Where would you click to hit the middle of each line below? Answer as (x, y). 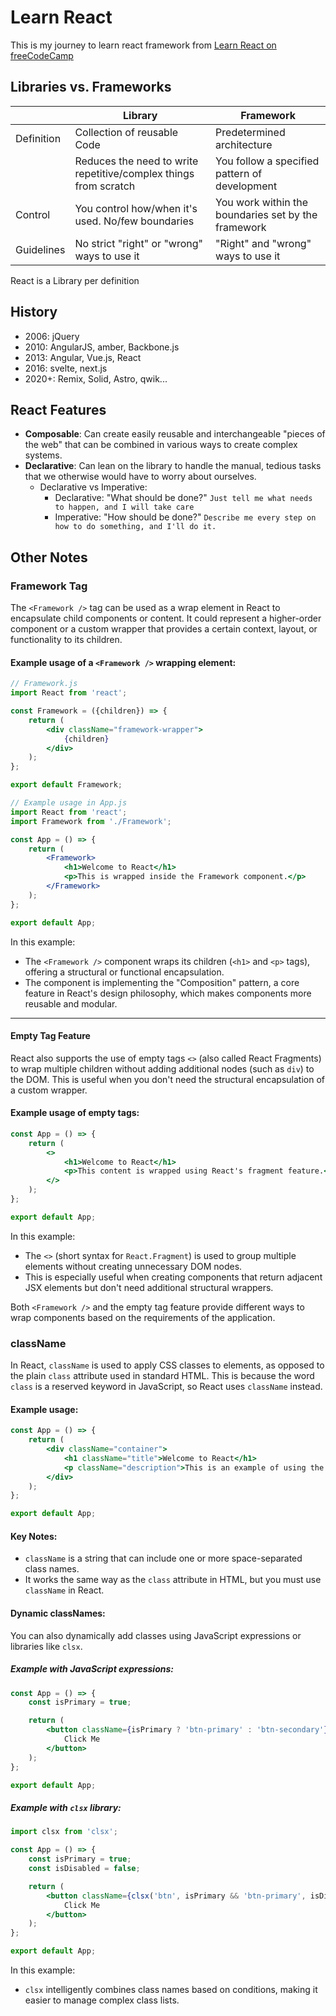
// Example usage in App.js (69, 803)
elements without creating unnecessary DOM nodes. (133, 1266)
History (34, 312)
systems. (43, 455)
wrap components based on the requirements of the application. (143, 1317)
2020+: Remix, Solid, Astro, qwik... (96, 378)
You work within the (262, 202)
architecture (244, 144)
